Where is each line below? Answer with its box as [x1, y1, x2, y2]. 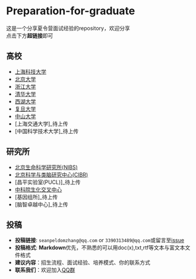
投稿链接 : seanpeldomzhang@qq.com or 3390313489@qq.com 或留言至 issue [14, 237, 185, 244]
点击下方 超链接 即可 [6, 32, 53, 39]
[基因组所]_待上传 [14, 193, 58, 200]
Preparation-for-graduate [6, 4, 135, 18]
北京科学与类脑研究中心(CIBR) [14, 171, 88, 178]
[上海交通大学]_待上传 [14, 120, 68, 127]
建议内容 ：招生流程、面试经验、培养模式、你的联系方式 [14, 259, 150, 266]
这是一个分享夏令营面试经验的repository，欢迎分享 [6, 24, 131, 32]
